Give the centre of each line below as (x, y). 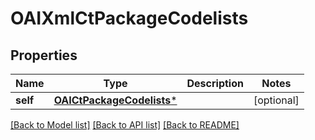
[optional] (276, 100)
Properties (44, 55)
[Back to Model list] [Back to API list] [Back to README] (125, 125)
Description (215, 83)
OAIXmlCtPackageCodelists (129, 18)
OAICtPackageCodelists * (115, 100)
